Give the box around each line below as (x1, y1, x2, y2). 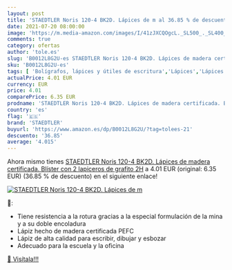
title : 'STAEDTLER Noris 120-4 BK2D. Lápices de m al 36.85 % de (7, 17, 199, 23)
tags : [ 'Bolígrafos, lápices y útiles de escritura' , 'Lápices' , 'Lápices (7, 68, 224, 75)
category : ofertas (7, 42, 60, 49)
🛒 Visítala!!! (7, 255, 39, 263)
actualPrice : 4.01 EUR (7, 74, 72, 81)
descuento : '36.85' (7, 132, 64, 139)
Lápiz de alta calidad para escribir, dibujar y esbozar (17, 234, 167, 242)
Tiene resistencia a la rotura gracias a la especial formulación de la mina (17, 212, 223, 221)
